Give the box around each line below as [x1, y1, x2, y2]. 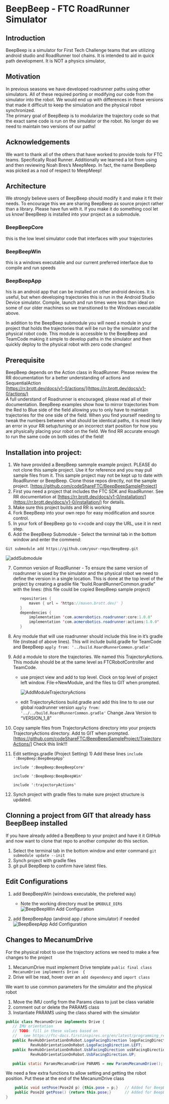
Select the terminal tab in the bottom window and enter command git [13, 848, 157, 854]
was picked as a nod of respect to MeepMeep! [6, 167, 102, 173]
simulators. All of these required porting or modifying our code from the [6, 91, 154, 97]
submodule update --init [13, 853, 65, 858]
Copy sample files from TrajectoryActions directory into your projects [13, 725, 156, 731]
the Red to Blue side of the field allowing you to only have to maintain [6, 407, 148, 413]
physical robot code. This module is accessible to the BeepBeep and [6, 331, 147, 337]
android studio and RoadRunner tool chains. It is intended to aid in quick [6, 52, 154, 58]
